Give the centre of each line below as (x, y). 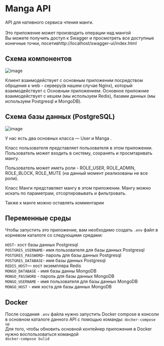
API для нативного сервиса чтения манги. (49, 22)
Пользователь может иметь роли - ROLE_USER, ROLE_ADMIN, (70, 168)
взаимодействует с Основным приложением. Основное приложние (77, 91)
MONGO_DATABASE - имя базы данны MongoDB (51, 271)
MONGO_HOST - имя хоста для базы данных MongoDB (59, 287)
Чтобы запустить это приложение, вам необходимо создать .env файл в (82, 230)
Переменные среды (38, 218)
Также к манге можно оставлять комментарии (55, 202)
